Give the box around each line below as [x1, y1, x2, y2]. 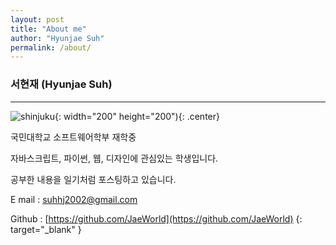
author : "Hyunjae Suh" [10, 33, 105, 43]
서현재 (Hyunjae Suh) [10, 77, 113, 91]
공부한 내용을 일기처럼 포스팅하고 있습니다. [10, 173, 177, 185]
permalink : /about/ [10, 42, 92, 53]
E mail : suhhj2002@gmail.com [10, 193, 138, 205]
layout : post [10, 14, 65, 25]
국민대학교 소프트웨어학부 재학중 [10, 131, 137, 143]
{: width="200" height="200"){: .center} [54, 110, 220, 122]
